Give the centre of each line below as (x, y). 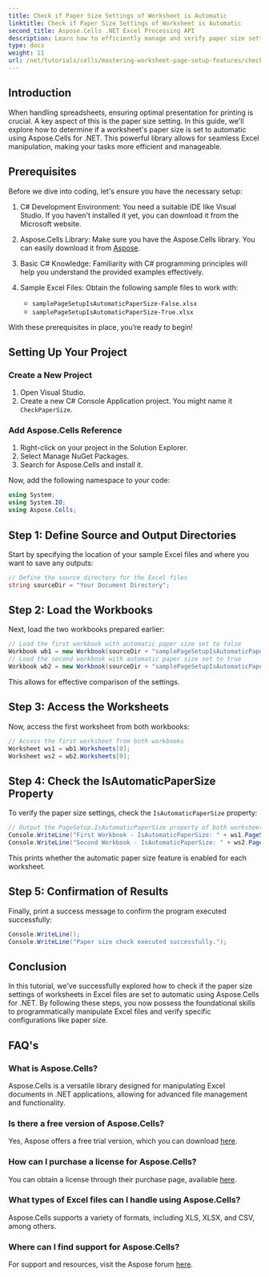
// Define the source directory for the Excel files (98, 577)
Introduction (40, 93)
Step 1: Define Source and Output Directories (122, 535)
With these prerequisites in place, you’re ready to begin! (101, 327)
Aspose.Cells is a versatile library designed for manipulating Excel (117, 1085)
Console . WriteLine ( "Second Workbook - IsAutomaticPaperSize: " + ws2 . (128, 842)
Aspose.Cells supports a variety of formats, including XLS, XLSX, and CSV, (131, 1218)
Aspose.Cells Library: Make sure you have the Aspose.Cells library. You (137, 239)
